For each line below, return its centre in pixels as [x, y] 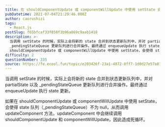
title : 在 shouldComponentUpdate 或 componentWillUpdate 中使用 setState [80, 10]
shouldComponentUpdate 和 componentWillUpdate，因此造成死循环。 [77, 120]
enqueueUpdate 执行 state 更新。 [39, 91]
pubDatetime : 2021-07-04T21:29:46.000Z [46, 14]
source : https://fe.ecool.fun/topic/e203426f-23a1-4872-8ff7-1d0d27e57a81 [83, 64]
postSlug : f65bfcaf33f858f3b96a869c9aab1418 [51, 32]
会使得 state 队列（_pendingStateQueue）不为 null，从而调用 [67, 107]
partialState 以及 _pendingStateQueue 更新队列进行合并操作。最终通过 [76, 85]
